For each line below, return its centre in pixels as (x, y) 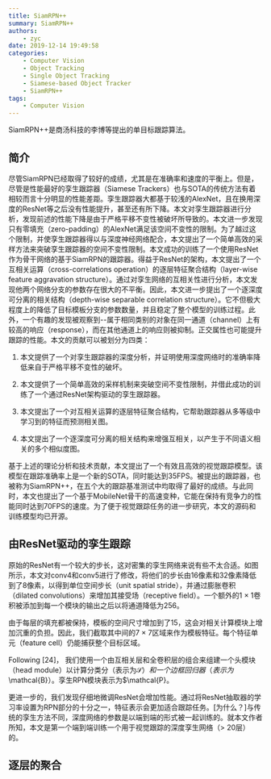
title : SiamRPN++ (38, 16)
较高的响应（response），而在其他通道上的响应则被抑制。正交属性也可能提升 (135, 329)
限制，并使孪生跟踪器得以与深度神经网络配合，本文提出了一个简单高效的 (135, 239)
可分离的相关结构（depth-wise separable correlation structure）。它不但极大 (134, 299)
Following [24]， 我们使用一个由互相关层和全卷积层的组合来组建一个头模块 (132, 660)
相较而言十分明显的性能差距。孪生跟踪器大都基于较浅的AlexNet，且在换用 (131, 198)
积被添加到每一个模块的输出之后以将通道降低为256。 (96, 605)
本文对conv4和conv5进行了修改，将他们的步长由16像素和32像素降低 (143, 575)
